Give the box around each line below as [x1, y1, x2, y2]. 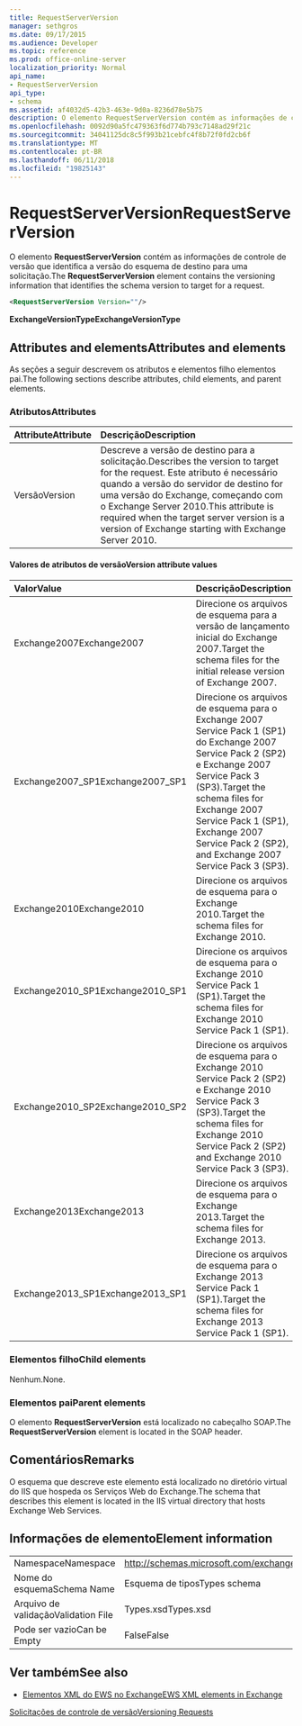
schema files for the [195, 654, 280, 666]
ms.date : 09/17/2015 [9, 30, 87, 39]
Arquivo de [13, 1597, 60, 1610]
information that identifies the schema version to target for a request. [9, 280, 265, 291]
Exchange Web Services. [9, 1505, 102, 1515]
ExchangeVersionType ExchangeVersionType [9, 314, 182, 325]
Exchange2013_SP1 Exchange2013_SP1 [13, 1287, 187, 1299]
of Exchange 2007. [195, 676, 277, 689]
